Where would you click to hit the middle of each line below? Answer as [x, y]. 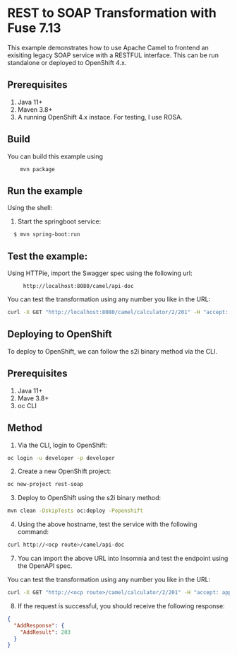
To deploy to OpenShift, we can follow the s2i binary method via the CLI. [113, 351]
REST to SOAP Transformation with [112, 13]
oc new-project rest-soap [45, 485]
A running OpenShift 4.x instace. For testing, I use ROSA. [100, 117]
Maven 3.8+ [35, 109]
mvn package [37, 169]
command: [33, 532]
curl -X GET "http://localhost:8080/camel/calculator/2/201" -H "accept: [118, 313]
